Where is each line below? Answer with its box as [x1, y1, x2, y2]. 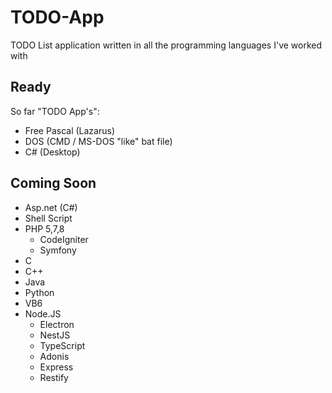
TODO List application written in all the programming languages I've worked [10, 39, 323, 51]
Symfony [39, 244, 77, 256]
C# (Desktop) [24, 146, 81, 158]
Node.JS [24, 307, 62, 320]
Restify [39, 371, 69, 383]
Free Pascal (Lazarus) [24, 124, 115, 136]
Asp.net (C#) [24, 201, 78, 213]
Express [39, 361, 74, 373]
